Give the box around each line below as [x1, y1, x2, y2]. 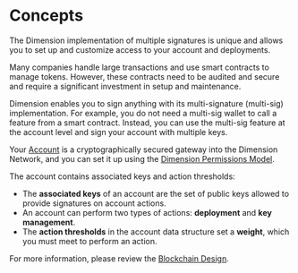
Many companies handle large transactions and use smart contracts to [9, 62, 270, 73]
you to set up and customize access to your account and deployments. [9, 44, 271, 55]
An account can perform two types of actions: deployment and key [21, 207, 273, 218]
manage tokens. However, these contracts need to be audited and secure [9, 71, 280, 81]
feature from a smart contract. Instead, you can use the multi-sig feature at [9, 117, 285, 128]
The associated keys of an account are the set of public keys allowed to [21, 188, 289, 199]
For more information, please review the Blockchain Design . [9, 252, 230, 264]
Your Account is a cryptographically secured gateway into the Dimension [9, 144, 278, 155]
